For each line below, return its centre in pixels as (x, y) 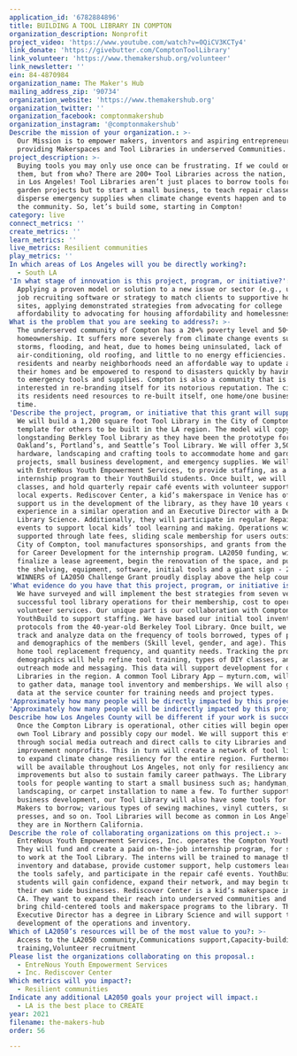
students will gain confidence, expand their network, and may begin (148, 882)
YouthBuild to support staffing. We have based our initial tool (140, 618)
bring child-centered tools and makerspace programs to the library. (148, 907)
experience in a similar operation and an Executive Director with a (148, 512)
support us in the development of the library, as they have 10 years (150, 503)
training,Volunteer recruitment (77, 948)
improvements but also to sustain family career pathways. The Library (152, 775)
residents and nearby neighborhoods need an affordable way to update (150, 363)
